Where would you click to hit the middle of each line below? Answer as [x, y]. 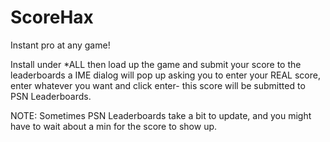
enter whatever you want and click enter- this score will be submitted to [158, 85]
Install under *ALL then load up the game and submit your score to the [156, 64]
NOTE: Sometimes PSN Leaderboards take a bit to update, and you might [161, 115]
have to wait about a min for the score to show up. [114, 126]
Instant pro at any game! [60, 45]
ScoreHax [52, 17]
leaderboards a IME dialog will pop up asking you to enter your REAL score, [165, 75]
